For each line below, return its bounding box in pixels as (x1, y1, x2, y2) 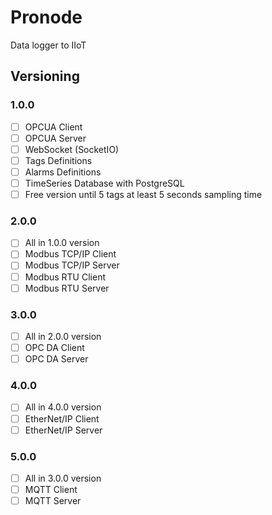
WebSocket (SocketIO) (24, 143, 120, 155)
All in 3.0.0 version (24, 472, 102, 484)
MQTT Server (24, 495, 82, 507)
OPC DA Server (24, 353, 89, 365)
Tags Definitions (24, 154, 93, 166)
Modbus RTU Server (24, 282, 110, 294)
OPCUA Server (24, 132, 87, 144)
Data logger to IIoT (10, 39, 87, 51)
